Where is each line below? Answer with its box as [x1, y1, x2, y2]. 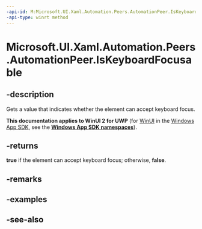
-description [6, 89, 54, 100]
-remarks [6, 174, 42, 184]
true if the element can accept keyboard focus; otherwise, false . [6, 156, 167, 164]
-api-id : [6, 8, 28, 15]
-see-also [6, 215, 44, 225]
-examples [6, 194, 47, 204]
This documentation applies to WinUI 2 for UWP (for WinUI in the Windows [6, 117, 194, 124]
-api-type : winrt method [6, 14, 69, 20]
